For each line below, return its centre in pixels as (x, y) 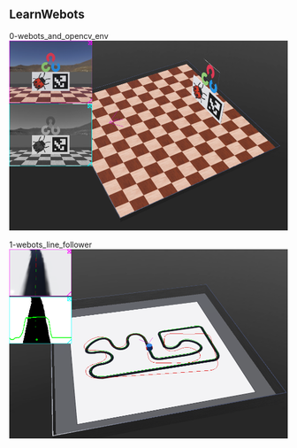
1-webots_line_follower (51, 244)
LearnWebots (47, 15)
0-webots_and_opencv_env (59, 35)
